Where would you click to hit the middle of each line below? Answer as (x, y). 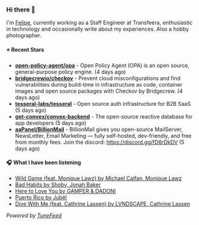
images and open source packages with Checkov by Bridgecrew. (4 (99, 91)
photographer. (24, 35)
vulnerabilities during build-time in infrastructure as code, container (99, 84)
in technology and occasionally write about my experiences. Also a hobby (98, 29)
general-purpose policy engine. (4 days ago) (70, 72)
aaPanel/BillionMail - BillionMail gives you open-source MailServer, (99, 129)
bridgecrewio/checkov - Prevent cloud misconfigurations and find (98, 78)
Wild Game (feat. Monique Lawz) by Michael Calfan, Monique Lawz (98, 178)
